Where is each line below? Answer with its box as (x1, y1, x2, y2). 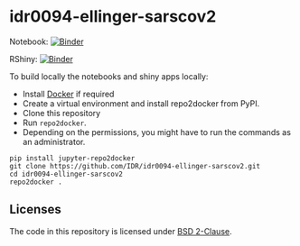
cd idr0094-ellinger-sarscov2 (9, 169, 124, 178)
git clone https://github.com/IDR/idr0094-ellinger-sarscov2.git (9, 161, 260, 170)
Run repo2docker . (22, 117, 88, 128)
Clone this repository (22, 107, 101, 118)
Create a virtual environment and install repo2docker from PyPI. (22, 97, 260, 109)
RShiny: (9, 53, 38, 64)
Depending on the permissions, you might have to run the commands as (22, 126, 292, 137)
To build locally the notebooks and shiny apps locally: (9, 70, 209, 82)
